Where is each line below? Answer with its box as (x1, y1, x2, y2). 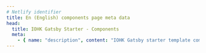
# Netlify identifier (6, 9, 62, 15)
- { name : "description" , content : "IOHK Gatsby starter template (17, 37, 191, 43)
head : (6, 20, 20, 26)
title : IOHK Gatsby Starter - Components (12, 26, 120, 32)
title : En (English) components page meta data (6, 15, 131, 21)
